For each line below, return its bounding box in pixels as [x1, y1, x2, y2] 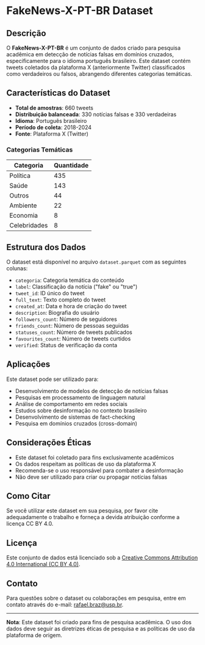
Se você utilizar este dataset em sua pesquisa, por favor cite [6, 507, 159, 514]
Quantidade [54, 161, 89, 170]
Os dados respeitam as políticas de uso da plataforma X [15, 460, 156, 468]
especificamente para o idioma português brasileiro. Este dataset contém [6, 57, 191, 64]
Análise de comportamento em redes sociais [15, 400, 128, 407]
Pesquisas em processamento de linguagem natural [15, 394, 146, 401]
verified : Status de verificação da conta [15, 341, 118, 348]
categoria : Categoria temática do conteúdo [15, 276, 124, 284]
